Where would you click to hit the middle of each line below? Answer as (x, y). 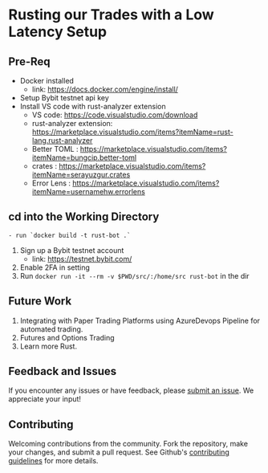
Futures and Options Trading (67, 337)
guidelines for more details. (53, 461)
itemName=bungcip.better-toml (84, 157)
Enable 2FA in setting (55, 267)
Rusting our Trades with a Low (111, 15)
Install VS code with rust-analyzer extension (93, 106)
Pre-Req (29, 61)
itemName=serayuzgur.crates (81, 175)
